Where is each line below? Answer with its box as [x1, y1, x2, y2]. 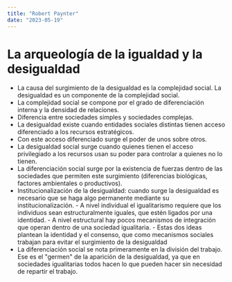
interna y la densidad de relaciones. [17, 106, 120, 114]
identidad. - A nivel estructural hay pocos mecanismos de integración [17, 216, 216, 225]
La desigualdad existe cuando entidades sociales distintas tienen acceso [17, 120, 226, 129]
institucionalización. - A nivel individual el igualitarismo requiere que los [17, 201, 222, 209]
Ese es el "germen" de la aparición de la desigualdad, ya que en [17, 253, 200, 261]
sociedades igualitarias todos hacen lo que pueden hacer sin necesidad [17, 260, 223, 268]
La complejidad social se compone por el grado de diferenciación [17, 98, 204, 107]
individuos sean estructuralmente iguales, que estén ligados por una [17, 209, 213, 217]
